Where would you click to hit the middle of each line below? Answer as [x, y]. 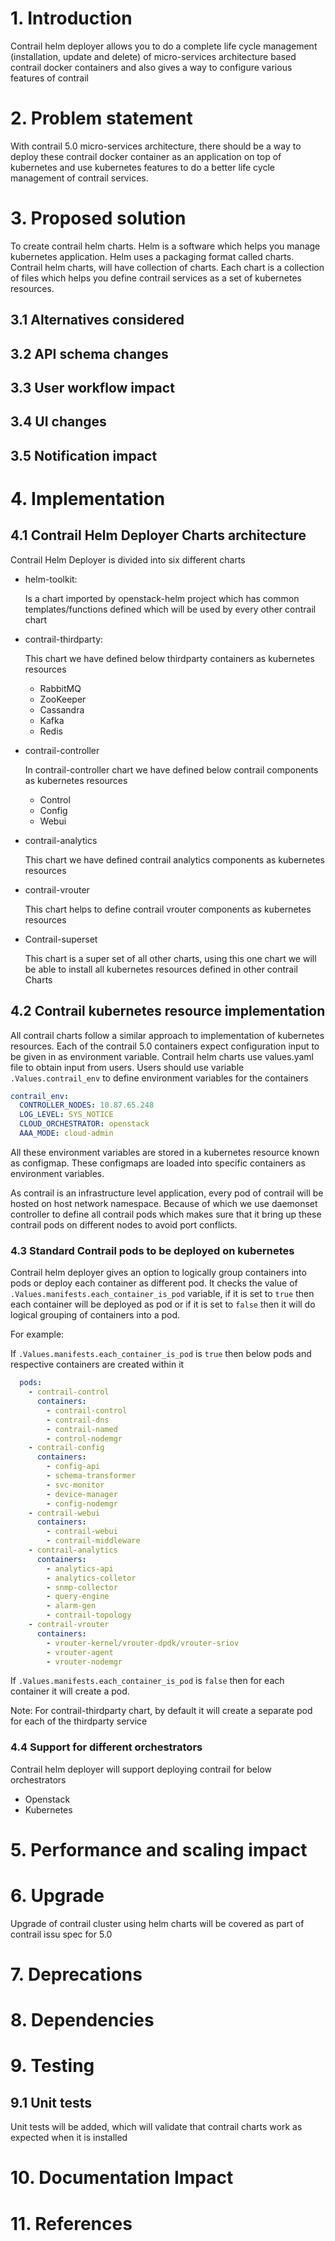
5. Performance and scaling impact [159, 1849]
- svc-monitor [75, 1485]
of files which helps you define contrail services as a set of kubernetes [156, 278]
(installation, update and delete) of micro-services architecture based [153, 56]
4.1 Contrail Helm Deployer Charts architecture [158, 535]
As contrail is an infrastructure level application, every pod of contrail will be [167, 1193]
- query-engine [78, 1597]
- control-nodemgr [84, 1438]
